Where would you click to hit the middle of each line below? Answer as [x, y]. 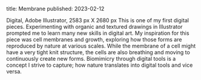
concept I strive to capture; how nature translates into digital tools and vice [100, 65]
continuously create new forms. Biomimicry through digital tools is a [91, 59]
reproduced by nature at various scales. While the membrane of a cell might [101, 46]
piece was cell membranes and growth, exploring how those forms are [94, 39]
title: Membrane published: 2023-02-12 [55, 9]
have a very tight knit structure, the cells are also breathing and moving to [98, 52]
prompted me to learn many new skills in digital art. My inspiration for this [98, 33]
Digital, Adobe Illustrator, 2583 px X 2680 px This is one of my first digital [98, 20]
